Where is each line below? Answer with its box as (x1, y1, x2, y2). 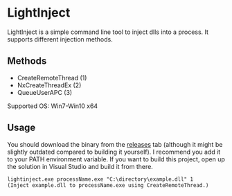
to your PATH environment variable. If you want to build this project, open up (7, 154, 225, 163)
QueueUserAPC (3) (17, 88, 73, 96)
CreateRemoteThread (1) (17, 73, 87, 82)
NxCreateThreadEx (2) (17, 81, 82, 89)
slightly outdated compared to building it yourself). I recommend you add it (7, 148, 221, 156)
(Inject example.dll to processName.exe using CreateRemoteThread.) (7, 181, 209, 188)
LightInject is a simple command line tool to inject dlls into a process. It (7, 28, 209, 36)
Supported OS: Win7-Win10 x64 (7, 102, 98, 110)
